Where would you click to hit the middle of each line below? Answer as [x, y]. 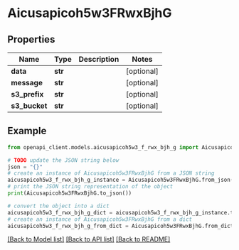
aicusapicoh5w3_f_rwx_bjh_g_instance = [67, 180]
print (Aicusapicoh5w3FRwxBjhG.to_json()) [70, 193]
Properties [31, 39]
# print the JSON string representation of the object [90, 187]
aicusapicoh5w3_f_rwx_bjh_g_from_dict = [68, 226]
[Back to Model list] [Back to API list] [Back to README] [89, 239]
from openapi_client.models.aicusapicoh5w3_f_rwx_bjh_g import [103, 147]
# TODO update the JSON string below [63, 160]
